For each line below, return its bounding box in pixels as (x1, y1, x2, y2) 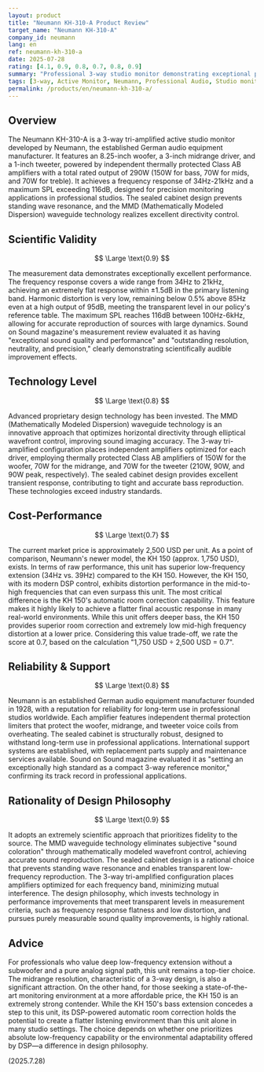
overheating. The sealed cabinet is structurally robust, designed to (8, 729, 224, 739)
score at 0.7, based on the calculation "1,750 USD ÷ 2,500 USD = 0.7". (8, 637, 234, 647)
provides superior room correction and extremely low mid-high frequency (8, 621, 247, 630)
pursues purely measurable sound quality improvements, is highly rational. (8, 914, 250, 923)
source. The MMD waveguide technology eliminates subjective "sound (8, 838, 237, 848)
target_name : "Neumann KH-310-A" (8, 26, 118, 34)
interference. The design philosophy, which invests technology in (8, 889, 219, 898)
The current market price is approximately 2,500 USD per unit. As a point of (8, 545, 253, 554)
